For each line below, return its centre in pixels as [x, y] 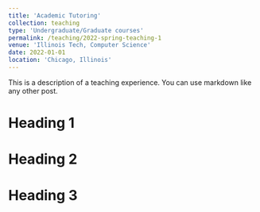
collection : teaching [44, 23]
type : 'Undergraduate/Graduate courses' [76, 30]
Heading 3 [43, 196]
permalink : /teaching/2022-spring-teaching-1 [85, 38]
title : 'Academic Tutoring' [55, 15]
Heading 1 [42, 123]
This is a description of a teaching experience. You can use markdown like [130, 82]
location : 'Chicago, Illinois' [60, 60]
